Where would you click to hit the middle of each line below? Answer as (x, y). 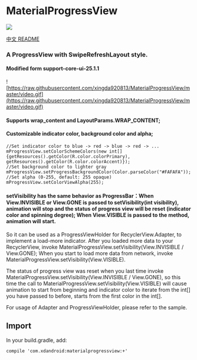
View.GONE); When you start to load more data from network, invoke (90, 253)
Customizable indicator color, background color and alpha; (80, 134)
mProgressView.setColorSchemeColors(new (57, 151)
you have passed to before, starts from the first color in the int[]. (84, 296)
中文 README (23, 39)
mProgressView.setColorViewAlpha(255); (55, 182)
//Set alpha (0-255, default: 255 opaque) (59, 177)
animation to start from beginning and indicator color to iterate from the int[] (98, 290)
